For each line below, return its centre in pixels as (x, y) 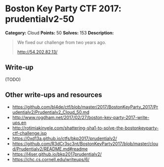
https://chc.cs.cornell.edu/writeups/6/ (51, 159)
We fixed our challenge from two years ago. (62, 42)
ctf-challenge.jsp (29, 133)
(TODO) (13, 79)
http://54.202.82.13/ (37, 52)
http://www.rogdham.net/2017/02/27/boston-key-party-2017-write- (81, 117)
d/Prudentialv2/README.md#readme (50, 149)
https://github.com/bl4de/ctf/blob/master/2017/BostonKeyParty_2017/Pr (85, 107)
